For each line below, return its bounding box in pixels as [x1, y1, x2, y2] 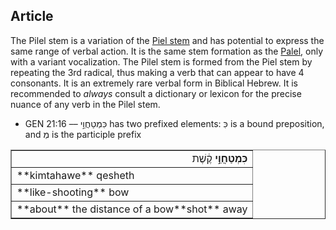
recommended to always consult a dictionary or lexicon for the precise [10, 87, 302, 99]
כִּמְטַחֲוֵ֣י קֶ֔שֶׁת [191, 151, 248, 165]
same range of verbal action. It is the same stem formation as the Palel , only [10, 45, 324, 57]
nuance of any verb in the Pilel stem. [10, 98, 161, 110]
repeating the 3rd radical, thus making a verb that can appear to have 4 [10, 66, 305, 78]
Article [10, 8, 54, 25]
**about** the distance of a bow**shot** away [16, 202, 248, 216]
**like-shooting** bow [16, 185, 130, 199]
